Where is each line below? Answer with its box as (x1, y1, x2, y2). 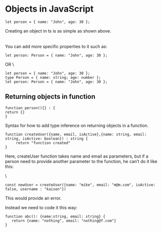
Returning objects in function (5, 92, 96, 101)
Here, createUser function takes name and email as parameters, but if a (5, 153, 148, 159)
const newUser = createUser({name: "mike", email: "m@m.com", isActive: (5, 182, 156, 187)
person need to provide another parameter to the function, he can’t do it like (5, 158, 158, 164)
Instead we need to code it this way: (5, 204, 78, 210)
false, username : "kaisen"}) (5, 186, 67, 192)
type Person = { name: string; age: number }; (5, 75, 101, 80)
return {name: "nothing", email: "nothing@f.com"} (11, 218, 117, 223)
